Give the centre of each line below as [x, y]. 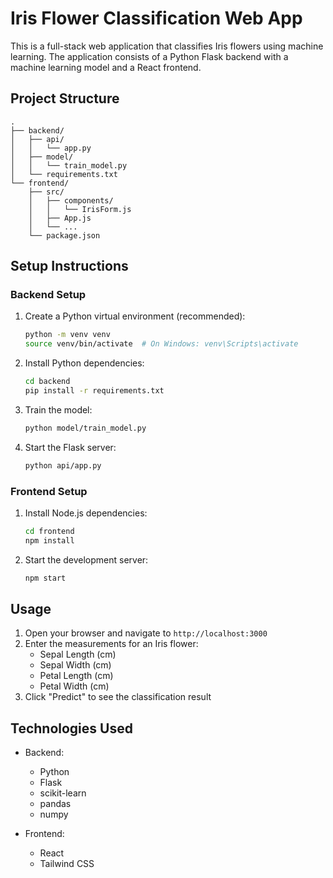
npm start [45, 578]
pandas [55, 804]
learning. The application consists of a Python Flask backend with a [149, 56]
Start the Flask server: [70, 447]
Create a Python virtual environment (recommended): [135, 316]
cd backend [47, 382]
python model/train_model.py [85, 428]
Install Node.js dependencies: [86, 513]
